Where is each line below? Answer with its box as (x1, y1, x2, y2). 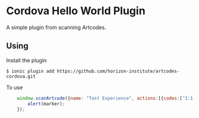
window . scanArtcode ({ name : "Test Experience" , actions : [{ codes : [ (17, 95, 183, 101)
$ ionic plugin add (6, 68, 55, 74)
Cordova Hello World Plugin (6, 4, 146, 18)
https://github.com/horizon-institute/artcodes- (57, 68, 180, 74)
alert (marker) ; (27, 101, 66, 107)
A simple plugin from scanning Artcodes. (6, 24, 107, 31)
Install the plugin (6, 56, 47, 63)
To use (6, 84, 23, 91)
